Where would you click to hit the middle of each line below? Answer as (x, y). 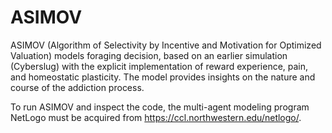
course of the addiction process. (77, 87)
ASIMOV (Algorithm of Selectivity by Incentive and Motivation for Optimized (166, 45)
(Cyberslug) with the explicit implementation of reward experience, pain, (159, 66)
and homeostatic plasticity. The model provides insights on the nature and (163, 77)
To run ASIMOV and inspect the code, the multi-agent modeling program (160, 107)
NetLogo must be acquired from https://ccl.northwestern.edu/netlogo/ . (156, 117)
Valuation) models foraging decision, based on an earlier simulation (149, 55)
